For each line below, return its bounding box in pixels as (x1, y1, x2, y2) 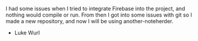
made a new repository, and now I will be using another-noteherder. (5, 18, 174, 24)
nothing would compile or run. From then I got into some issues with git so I (5, 11, 193, 18)
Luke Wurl (14, 29, 40, 36)
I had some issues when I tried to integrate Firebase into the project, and (5, 5, 185, 12)
